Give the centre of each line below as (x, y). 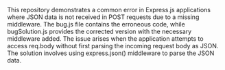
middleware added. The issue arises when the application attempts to (105, 39)
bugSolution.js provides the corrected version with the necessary (99, 31)
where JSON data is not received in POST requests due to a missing (103, 17)
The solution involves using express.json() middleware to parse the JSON (111, 53)
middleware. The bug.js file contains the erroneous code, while (96, 24)
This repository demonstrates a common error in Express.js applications (109, 10)
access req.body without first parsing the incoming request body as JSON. (113, 46)
